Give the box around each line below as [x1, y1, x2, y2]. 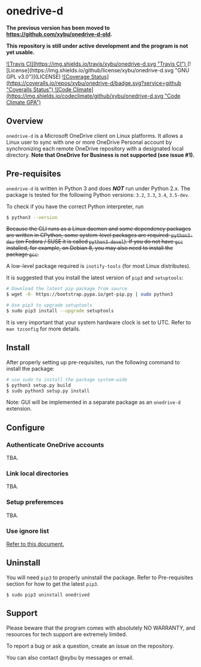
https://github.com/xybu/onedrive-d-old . [6, 30, 113, 37]
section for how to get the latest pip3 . [6, 580, 99, 588]
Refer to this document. [6, 540, 65, 547]
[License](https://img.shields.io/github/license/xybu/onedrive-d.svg [6, 66, 174, 73]
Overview [6, 116, 44, 126]
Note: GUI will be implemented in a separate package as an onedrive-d [6, 399, 181, 406]
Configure [6, 423, 45, 433]
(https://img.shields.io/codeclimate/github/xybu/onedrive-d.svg [6, 92, 164, 99]
